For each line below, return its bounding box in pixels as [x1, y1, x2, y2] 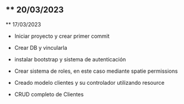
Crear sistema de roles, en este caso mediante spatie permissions [14, 67, 178, 75]
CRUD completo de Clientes [14, 90, 84, 98]
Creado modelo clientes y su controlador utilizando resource [14, 79, 165, 86]
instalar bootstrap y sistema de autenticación [14, 55, 126, 63]
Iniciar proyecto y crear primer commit [14, 32, 110, 40]
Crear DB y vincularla [14, 44, 67, 51]
